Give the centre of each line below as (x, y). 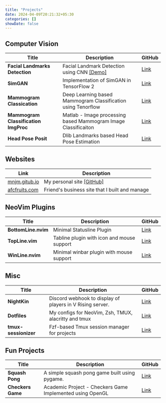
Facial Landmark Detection (94, 66)
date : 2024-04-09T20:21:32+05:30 (40, 14)
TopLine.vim (22, 241)
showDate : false (22, 24)
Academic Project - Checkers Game (86, 387)
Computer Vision (32, 43)
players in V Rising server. (79, 304)
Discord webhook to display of (84, 298)
